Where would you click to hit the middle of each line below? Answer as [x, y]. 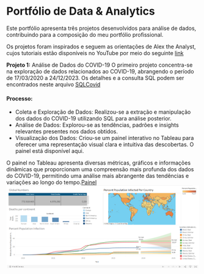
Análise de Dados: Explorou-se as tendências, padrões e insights [97, 125]
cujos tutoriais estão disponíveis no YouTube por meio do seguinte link [95, 53]
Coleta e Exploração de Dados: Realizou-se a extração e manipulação [103, 112]
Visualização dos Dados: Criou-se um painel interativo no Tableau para [104, 138]
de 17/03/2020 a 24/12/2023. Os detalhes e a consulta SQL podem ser [95, 78]
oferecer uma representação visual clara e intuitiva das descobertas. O [104, 144]
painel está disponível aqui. [49, 151]
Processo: [20, 98]
